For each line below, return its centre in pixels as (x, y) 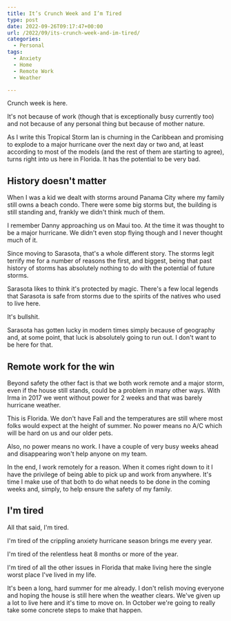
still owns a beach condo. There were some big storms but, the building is (112, 205)
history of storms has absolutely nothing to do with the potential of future (111, 268)
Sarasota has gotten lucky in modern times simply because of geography (111, 330)
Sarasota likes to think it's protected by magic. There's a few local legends (113, 289)
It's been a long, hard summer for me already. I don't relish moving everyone (116, 588)
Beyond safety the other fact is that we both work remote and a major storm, (116, 383)
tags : (15, 52)
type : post (23, 20)
